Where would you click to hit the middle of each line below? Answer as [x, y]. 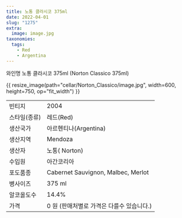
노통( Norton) [65, 150]
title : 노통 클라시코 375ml [37, 12]
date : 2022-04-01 [27, 17]
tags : [18, 45]
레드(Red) [60, 117]
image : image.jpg [33, 34]
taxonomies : [21, 39]
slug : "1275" [22, 22]
